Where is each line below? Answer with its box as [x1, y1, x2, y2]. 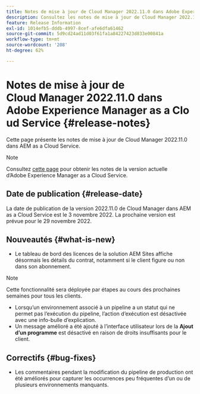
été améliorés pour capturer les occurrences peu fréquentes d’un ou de [14, 375, 190, 382]
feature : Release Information [6, 20, 82, 26]
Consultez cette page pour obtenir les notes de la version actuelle [6, 165, 168, 173]
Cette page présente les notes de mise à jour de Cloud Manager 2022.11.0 [6, 136, 187, 143]
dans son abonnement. [14, 263, 71, 270]
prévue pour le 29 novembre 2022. [6, 217, 92, 224]
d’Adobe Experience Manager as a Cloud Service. [6, 171, 128, 179]
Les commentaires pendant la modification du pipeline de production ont [14, 368, 193, 376]
